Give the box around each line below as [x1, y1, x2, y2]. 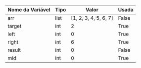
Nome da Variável [7, 6, 50, 13]
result [7, 47, 21, 53]
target [7, 23, 22, 29]
